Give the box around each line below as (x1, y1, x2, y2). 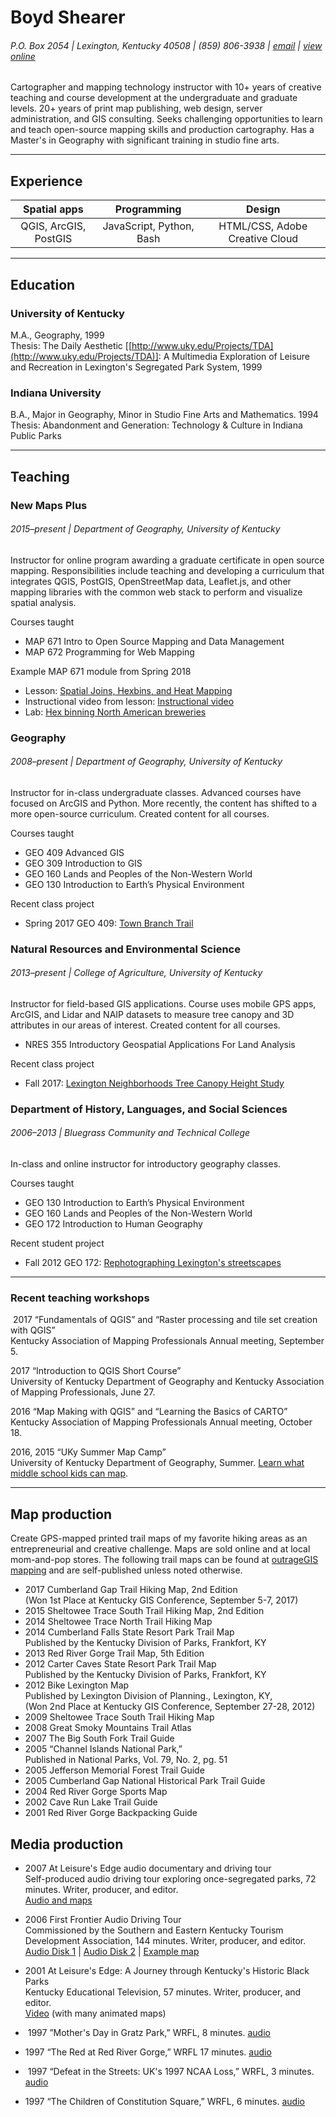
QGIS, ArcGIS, (20, 219, 87, 233)
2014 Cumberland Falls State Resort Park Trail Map (24, 1626, 235, 1638)
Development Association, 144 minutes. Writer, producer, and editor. (24, 1935, 307, 1946)
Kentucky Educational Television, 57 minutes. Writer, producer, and (24, 1986, 302, 1998)
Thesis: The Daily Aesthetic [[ (10, 339, 133, 351)
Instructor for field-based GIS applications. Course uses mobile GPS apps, (10, 997, 317, 1010)
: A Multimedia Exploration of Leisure (158, 350, 311, 362)
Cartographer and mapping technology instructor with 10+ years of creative (10, 81, 322, 93)
